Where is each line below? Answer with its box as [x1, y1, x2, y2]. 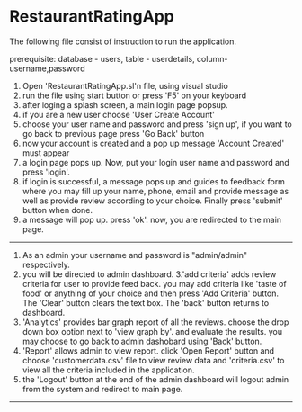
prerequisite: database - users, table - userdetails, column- [9, 53, 228, 64]
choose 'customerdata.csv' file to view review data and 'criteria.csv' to [22, 354, 285, 365]
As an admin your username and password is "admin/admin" [22, 249, 248, 260]
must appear [22, 147, 70, 158]
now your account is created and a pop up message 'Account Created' [22, 138, 285, 148]
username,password [9, 63, 85, 74]
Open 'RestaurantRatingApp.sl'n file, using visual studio [22, 80, 229, 91]
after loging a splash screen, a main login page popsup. [22, 99, 228, 110]
